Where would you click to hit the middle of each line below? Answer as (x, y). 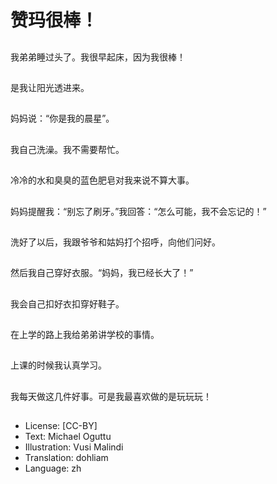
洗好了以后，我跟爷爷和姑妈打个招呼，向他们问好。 (115, 242)
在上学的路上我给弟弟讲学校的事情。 (85, 335)
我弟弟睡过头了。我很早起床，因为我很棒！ (98, 57)
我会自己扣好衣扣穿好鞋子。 (67, 303)
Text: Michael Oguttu (68, 437)
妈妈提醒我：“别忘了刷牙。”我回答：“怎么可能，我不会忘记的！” (138, 211)
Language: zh (53, 468)
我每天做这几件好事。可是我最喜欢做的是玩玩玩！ (111, 396)
